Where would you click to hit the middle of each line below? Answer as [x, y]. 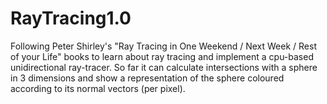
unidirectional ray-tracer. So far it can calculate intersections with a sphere [164, 67]
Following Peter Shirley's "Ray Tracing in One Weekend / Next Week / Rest [163, 46]
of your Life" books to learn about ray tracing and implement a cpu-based [162, 56]
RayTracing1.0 [71, 18]
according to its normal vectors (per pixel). [98, 88]
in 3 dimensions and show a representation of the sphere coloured [147, 78]
